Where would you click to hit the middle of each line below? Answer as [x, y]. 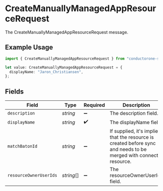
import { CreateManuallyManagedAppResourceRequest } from [65, 59]
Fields [15, 91]
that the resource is [132, 137]
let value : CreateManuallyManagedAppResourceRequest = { [64, 67]
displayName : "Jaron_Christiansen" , [46, 72]
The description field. [134, 113]
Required [94, 105]
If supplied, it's [127, 131]
